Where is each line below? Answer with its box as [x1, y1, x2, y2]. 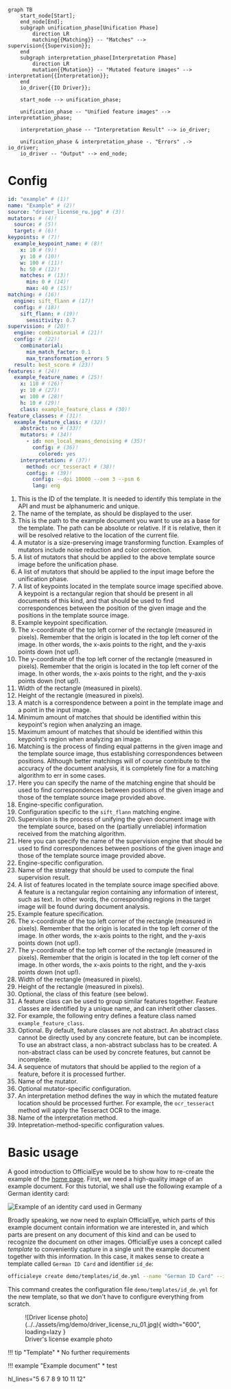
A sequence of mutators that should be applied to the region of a [17, 1063, 201, 1071]
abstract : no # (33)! [20, 425, 82, 432]
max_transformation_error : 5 [25, 355, 110, 362]
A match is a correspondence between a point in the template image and [17, 699, 223, 707]
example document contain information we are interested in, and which [8, 1223, 208, 1231]
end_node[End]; [20, 19, 64, 25]
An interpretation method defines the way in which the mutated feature [17, 1092, 219, 1100]
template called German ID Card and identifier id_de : [8, 1259, 154, 1268]
